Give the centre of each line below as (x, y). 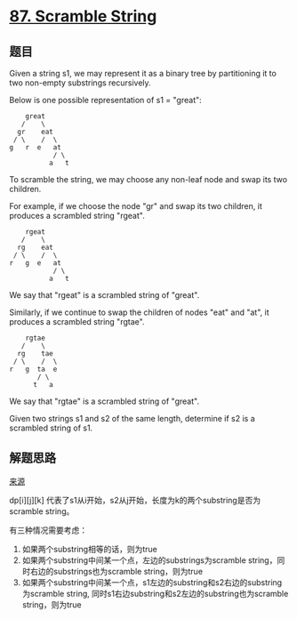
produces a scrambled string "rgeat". (77, 216)
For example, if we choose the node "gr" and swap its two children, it (136, 206)
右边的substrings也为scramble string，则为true (116, 571)
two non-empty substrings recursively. (80, 83)
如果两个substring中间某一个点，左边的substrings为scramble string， (149, 560)
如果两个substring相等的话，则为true (89, 549)
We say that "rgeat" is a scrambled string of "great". (104, 295)
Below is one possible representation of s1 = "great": (105, 100)
